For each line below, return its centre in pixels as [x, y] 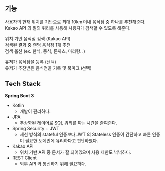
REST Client [25, 158]
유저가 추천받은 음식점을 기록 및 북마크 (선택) [48, 68]
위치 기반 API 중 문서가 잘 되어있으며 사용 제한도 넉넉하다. [76, 152]
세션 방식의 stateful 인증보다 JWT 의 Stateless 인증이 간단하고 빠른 [85, 134]
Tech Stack [23, 84]
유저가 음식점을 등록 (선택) [31, 62]
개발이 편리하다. [35, 111]
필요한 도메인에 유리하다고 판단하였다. [62, 140]
